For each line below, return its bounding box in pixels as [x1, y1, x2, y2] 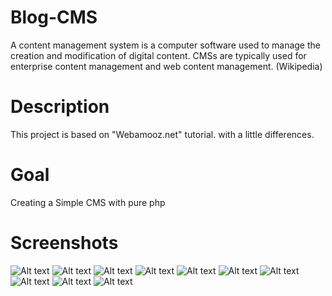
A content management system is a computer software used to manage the [10, 39, 321, 51]
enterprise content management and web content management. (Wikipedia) [10, 60, 323, 72]
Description [10, 96, 110, 118]
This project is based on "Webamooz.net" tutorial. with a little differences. [10, 128, 315, 140]
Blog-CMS [10, 6, 98, 29]
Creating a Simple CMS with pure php [10, 196, 166, 208]
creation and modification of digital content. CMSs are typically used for [10, 49, 307, 61]
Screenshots [10, 232, 119, 254]
